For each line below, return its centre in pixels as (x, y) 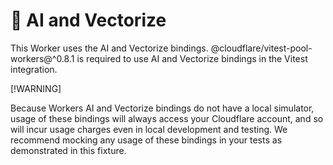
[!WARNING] (36, 88)
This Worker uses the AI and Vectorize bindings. (109, 48)
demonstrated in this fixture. (68, 150)
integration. (34, 69)
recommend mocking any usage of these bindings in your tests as (146, 140)
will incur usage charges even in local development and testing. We (149, 129)
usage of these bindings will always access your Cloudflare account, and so (167, 118)
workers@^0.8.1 (42, 58)
